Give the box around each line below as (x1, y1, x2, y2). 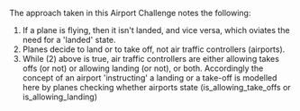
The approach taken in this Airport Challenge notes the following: (9, 8, 251, 18)
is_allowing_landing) (22, 91, 97, 102)
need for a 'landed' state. (22, 35, 116, 45)
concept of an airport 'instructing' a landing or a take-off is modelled (22, 73, 277, 83)
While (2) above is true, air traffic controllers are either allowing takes (22, 54, 279, 64)
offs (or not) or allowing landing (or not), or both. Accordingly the (22, 63, 264, 73)
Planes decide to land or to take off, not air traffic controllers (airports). (22, 44, 286, 55)
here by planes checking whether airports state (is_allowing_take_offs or (22, 82, 291, 92)
